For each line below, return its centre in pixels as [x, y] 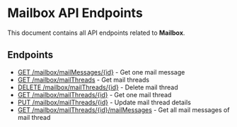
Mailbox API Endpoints [75, 13]
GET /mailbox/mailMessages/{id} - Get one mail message [101, 72]
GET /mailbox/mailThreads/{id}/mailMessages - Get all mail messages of [123, 110]
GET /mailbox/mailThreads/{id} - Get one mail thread [94, 94]
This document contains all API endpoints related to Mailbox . [96, 33]
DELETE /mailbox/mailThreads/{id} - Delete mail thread [98, 87]
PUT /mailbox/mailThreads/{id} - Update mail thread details [104, 102]
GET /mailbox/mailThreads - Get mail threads [83, 79]
